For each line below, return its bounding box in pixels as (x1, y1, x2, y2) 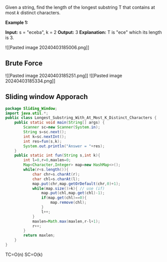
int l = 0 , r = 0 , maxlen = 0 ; (23, 158, 71, 163)
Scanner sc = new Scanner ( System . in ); (23, 125, 100, 130)
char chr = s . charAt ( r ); (32, 171, 80, 177)
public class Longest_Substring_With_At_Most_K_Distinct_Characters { (5, 115, 157, 120)
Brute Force (5, 59, 43, 68)
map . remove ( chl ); (50, 200, 87, 205)
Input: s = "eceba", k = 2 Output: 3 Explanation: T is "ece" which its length (5, 29, 162, 35)
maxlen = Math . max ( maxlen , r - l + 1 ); (32, 219, 100, 224)
